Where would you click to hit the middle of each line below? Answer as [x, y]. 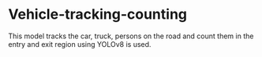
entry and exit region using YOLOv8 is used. [80, 44]
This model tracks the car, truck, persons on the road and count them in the [131, 36]
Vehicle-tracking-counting [98, 14]
